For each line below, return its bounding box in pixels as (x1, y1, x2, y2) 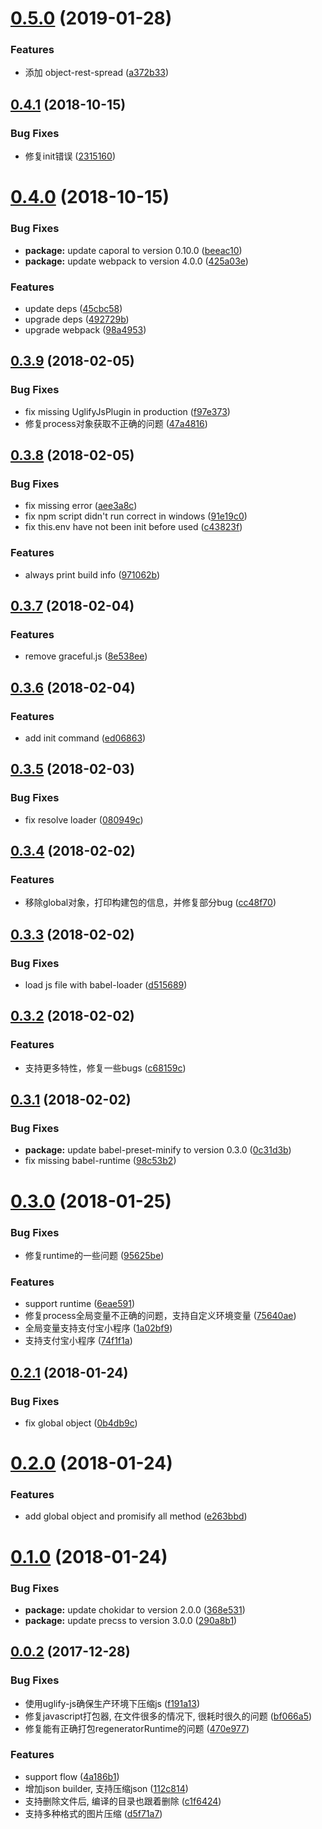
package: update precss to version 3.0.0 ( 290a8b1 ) (24, 1614, 238, 1626)
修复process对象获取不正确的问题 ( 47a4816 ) (24, 417, 208, 429)
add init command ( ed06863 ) (24, 732, 147, 744)
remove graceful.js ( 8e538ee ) (24, 650, 148, 662)
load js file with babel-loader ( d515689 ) (24, 979, 188, 991)
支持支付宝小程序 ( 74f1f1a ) (24, 1335, 133, 1347)
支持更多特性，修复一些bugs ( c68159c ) (24, 1062, 187, 1074)
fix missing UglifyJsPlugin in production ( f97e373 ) (24, 405, 231, 417)
